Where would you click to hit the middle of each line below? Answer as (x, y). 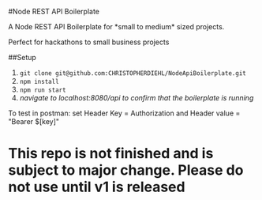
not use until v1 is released (97, 187)
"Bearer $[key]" (34, 121)
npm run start (43, 90)
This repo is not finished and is (111, 154)
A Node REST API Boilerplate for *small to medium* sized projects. (116, 26)
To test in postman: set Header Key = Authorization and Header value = (124, 113)
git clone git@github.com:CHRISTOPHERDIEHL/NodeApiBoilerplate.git (133, 74)
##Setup (22, 57)
